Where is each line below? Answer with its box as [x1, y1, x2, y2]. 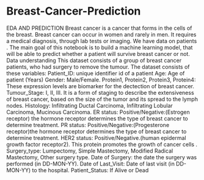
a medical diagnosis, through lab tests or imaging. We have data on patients [6, 37, 197, 44]
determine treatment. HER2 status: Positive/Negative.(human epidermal [6, 134, 186, 141]
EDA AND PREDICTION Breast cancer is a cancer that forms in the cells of [6, 24, 192, 32]
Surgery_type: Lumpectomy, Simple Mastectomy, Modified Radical [6, 147, 173, 154]
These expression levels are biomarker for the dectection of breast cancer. [6, 82, 194, 89]
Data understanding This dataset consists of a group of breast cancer [6, 57, 182, 64]
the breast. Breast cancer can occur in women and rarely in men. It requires [6, 30, 197, 38]
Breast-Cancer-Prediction [6, 4, 141, 18]
